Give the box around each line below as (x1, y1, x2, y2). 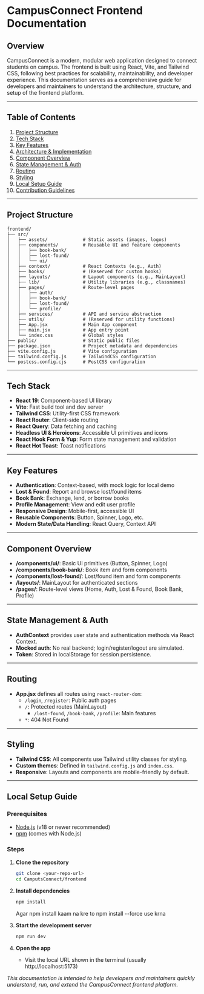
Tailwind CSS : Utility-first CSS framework (15, 410, 120, 417)
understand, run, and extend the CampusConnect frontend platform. (7, 981, 178, 988)
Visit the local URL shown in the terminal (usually (24, 956, 147, 963)
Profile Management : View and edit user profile (15, 501, 136, 508)
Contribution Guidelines (15, 186, 75, 194)
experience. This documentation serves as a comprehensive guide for (7, 77, 182, 83)
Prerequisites (7, 809, 47, 818)
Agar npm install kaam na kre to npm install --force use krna (15, 910, 166, 917)
